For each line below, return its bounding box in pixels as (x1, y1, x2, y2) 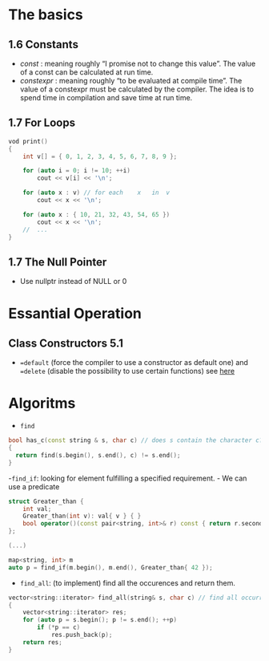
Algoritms (8, 395, 76, 412)
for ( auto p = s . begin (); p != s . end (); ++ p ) (22, 616, 178, 624)
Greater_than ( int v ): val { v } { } (22, 512, 142, 521)
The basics (8, 6, 84, 24)
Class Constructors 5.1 (8, 336, 124, 350)
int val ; (22, 505, 52, 513)
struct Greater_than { (8, 497, 84, 505)
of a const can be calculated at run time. (19, 67, 154, 77)
